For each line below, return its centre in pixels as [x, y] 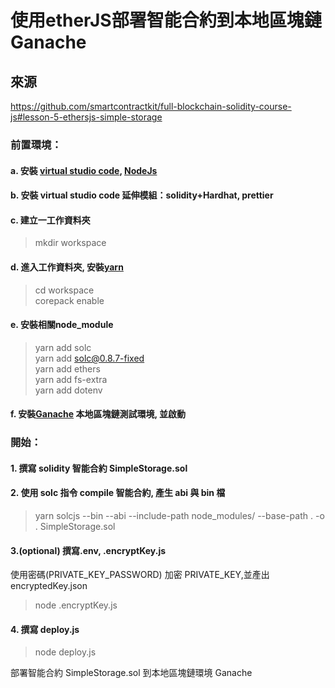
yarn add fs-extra [71, 379]
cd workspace [64, 290]
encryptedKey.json [49, 586]
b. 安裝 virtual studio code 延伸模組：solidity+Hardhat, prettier [142, 195]
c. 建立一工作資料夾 [50, 220]
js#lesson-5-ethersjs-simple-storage [86, 117]
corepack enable [69, 300]
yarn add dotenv [68, 390]
